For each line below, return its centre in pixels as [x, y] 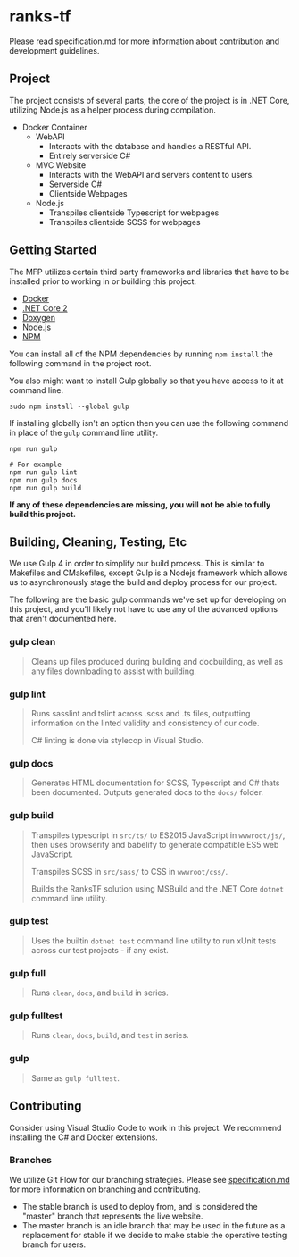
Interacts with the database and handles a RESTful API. [150, 146]
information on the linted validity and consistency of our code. [145, 723]
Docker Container [54, 127]
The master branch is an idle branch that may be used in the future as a [154, 1225]
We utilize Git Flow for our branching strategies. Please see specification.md [149, 1179]
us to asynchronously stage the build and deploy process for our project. [143, 582]
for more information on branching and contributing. [105, 1189]
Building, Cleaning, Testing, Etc [98, 542]
